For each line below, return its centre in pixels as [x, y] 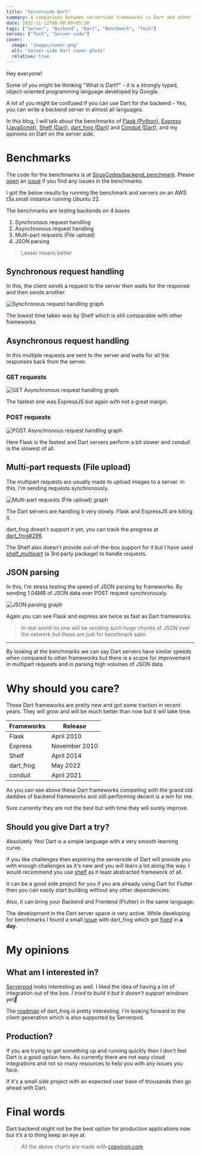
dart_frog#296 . [25, 535]
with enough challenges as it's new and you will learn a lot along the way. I [98, 866]
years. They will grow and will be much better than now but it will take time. [99, 711]
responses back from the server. [46, 362]
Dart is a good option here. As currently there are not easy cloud [86, 1057]
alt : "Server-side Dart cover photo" [59, 51]
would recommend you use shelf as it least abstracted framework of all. [95, 872]
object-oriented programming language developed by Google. [83, 91]
